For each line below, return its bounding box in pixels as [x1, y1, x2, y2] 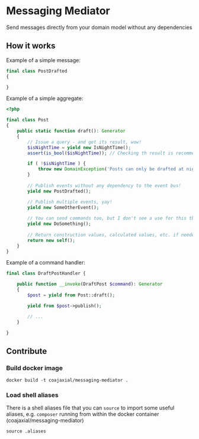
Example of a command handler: [6, 259, 85, 266]
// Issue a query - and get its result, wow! [27, 139, 142, 145]
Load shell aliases [6, 390, 59, 399]
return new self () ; [27, 237, 76, 243]
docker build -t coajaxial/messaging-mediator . [6, 377, 129, 383]
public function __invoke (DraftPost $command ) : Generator [17, 281, 163, 288]
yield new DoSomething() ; [27, 221, 92, 227]
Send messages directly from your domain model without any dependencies [6, 24, 192, 31]
